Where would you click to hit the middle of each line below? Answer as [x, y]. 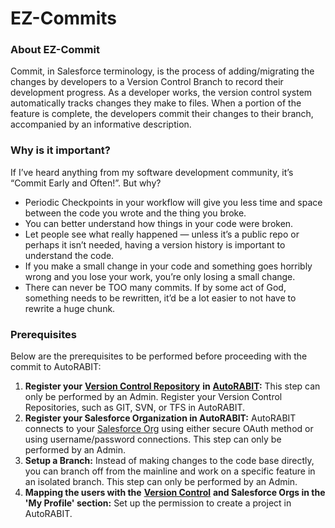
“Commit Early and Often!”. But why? [86, 183]
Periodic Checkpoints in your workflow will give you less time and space [173, 202]
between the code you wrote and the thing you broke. [135, 213]
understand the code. [69, 255]
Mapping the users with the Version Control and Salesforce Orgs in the [175, 493]
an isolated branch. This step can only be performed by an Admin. [161, 482]
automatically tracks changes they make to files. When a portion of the [156, 103]
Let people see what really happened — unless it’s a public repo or [162, 234]
